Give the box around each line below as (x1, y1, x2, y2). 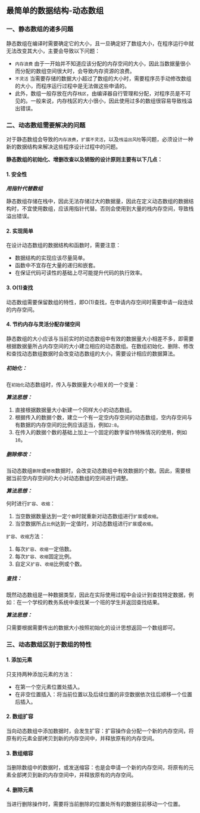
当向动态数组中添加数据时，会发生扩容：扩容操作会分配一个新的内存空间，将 (6, 727, 194, 735)
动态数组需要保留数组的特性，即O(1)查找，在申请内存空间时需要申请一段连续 (6, 298, 193, 305)
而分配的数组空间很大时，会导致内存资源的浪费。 (14, 67, 135, 75)
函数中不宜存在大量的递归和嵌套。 (14, 262, 99, 269)
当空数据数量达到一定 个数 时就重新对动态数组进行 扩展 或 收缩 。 (14, 512, 162, 520)
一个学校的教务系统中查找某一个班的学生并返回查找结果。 (21, 598, 162, 605)
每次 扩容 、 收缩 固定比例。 (14, 552, 75, 559)
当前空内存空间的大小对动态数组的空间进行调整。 (11, 474, 132, 481)
